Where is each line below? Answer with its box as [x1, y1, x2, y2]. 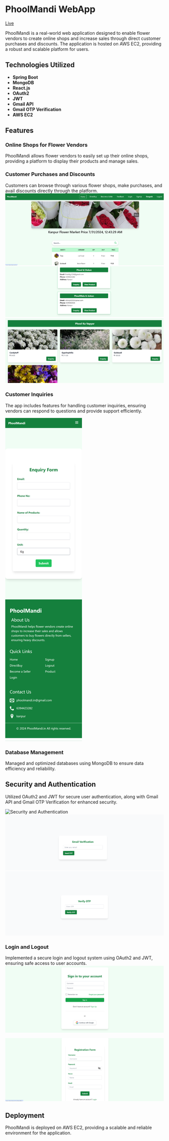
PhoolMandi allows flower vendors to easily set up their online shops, [5, 153, 149, 159]
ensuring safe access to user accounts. [5, 960, 87, 966]
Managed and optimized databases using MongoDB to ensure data [5, 760, 144, 767]
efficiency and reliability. [5, 766, 56, 772]
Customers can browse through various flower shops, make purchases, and [5, 182, 162, 188]
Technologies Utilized [5, 61, 75, 69]
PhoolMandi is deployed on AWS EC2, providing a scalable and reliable [5, 1124, 152, 1131]
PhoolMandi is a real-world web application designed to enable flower [5, 30, 150, 36]
